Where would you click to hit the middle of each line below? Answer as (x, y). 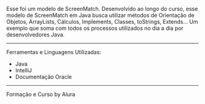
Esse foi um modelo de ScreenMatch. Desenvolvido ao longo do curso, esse (102, 9)
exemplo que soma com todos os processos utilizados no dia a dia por (95, 28)
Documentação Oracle (43, 77)
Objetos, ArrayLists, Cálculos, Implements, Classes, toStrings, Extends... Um (102, 22)
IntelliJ (23, 70)
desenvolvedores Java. (36, 35)
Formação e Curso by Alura (41, 94)
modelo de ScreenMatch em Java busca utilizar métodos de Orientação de (100, 15)
